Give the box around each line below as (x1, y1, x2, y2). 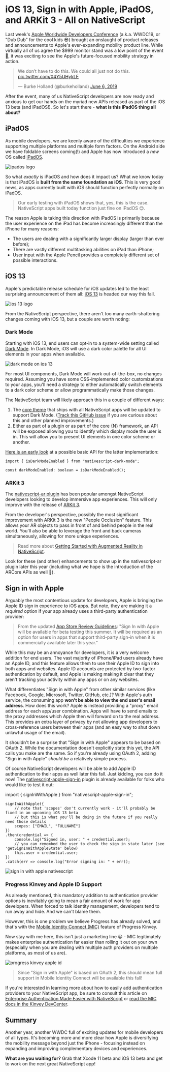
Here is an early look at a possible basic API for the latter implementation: (5, 449, 159, 455)
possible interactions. (12, 257, 58, 263)
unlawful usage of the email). (5, 729, 66, 735)
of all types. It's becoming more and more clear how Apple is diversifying (5, 1035, 158, 1041)
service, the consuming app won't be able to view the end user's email (5, 697, 156, 703)
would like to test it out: (5, 782, 54, 788)
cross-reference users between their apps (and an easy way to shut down (5, 724, 160, 730)
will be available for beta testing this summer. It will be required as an (17, 629, 162, 635)
